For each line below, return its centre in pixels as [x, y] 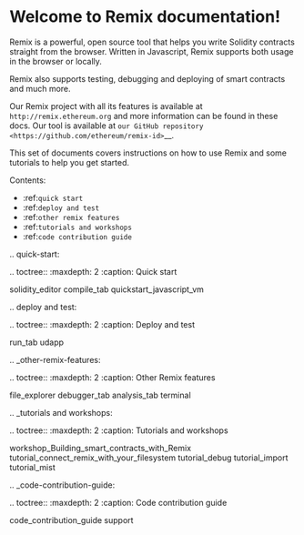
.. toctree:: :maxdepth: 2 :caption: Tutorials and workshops [119, 430]
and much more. [40, 88]
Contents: [28, 180]
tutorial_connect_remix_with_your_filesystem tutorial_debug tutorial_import [149, 458]
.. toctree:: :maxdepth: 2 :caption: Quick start [93, 271]
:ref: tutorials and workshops [77, 227]
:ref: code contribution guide [77, 236]
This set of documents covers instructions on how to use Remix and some [148, 153]
